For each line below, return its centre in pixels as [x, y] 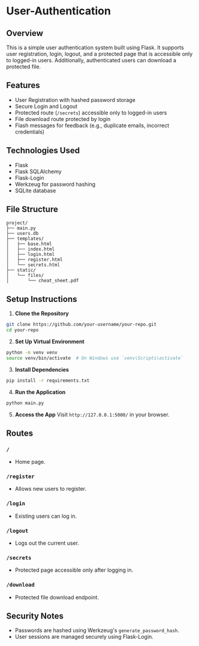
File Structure [32, 209]
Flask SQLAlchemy [38, 171]
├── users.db [22, 234]
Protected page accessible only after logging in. [74, 570]
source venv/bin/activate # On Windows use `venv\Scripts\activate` [95, 358]
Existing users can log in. [46, 516]
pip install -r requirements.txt [48, 381]
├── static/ [21, 270]
